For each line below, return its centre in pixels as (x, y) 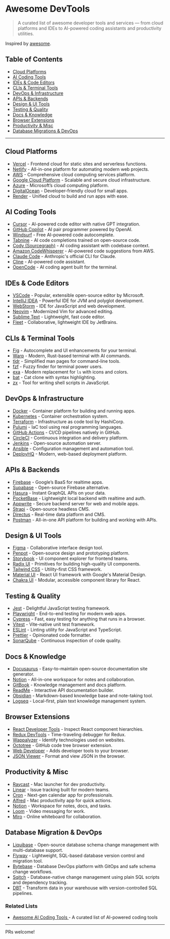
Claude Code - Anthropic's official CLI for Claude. (64, 256)
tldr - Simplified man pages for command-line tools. (66, 361)
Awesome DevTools (48, 9)
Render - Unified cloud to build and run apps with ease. (70, 196)
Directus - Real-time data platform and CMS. (59, 514)
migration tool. (28, 861)
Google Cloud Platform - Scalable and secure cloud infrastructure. (81, 180)
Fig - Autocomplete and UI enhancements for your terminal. (75, 350)
